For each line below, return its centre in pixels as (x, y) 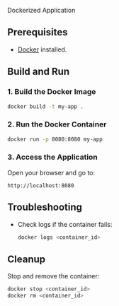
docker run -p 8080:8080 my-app (55, 139)
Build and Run (38, 72)
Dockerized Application (41, 10)
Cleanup (27, 259)
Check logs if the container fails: (65, 224)
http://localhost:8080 (41, 186)
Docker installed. (42, 49)
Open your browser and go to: (51, 172)
